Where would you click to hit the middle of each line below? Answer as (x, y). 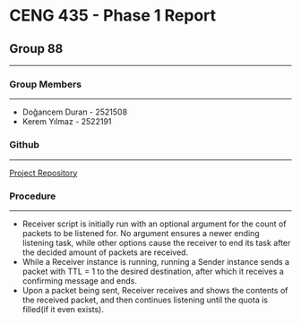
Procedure (33, 196)
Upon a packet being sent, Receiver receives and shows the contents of (155, 290)
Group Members (46, 84)
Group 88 (36, 49)
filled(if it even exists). (63, 309)
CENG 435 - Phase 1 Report (113, 16)
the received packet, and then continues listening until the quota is (145, 300)
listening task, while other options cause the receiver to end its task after (156, 242)
